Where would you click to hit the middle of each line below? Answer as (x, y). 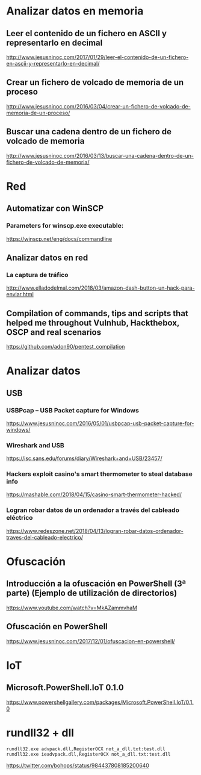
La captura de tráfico (37, 275)
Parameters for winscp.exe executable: (65, 226)
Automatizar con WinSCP (55, 209)
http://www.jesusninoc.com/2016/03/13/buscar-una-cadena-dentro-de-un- (100, 155)
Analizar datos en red (47, 257)
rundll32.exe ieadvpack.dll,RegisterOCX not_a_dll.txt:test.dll (88, 754)
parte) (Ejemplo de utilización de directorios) (92, 593)
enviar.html (20, 294)
